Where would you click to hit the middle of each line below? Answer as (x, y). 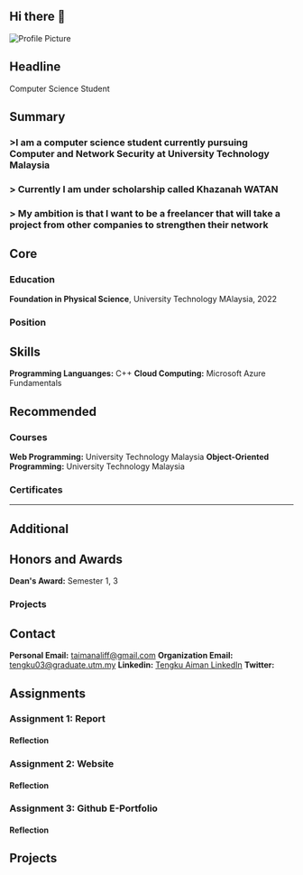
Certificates (36, 490)
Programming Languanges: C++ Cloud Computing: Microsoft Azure (138, 373)
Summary (37, 117)
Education (32, 280)
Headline (35, 67)
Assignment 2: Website (62, 763)
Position (28, 323)
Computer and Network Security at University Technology (140, 153)
